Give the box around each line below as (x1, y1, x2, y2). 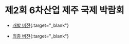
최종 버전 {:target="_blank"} (12, 33, 69, 39)
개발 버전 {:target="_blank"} (12, 22, 69, 28)
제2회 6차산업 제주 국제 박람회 (5, 5, 124, 16)
